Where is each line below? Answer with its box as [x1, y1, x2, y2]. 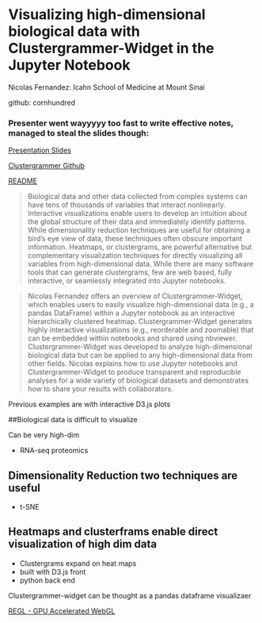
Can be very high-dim [8, 430, 80, 440]
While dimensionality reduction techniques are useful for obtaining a [27, 225, 251, 235]
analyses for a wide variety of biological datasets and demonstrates [27, 375, 249, 386]
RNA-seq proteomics [19, 446, 89, 456]
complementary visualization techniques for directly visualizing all [27, 251, 243, 260]
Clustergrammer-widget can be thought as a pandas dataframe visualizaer [8, 590, 252, 600]
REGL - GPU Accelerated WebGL [8, 606, 116, 616]
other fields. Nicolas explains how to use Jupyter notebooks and [27, 359, 237, 368]
